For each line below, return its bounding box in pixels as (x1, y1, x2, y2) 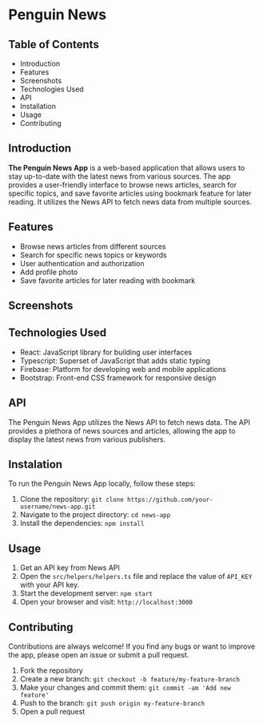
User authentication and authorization (19, 258, 145, 268)
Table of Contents (8, 38, 100, 51)
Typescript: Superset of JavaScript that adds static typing (19, 355, 210, 366)
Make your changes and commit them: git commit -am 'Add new (19, 683, 232, 693)
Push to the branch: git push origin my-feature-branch (19, 698, 205, 708)
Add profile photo (19, 267, 78, 277)
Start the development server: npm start (19, 589, 153, 598)
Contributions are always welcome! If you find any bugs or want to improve (8, 641, 256, 651)
